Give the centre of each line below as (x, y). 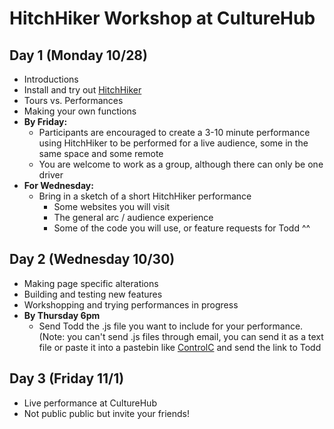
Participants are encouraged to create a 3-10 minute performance (174, 132)
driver (51, 175)
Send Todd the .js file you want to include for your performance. (171, 326)
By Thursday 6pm (62, 315)
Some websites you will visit (112, 206)
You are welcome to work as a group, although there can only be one (181, 164)
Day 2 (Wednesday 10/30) (92, 259)
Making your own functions (80, 111)
